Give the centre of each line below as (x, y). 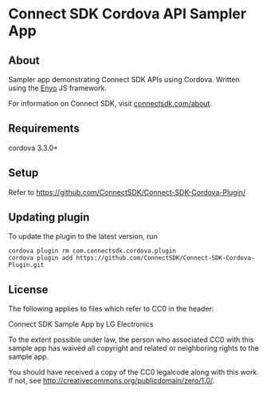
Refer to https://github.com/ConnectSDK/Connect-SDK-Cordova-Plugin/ (127, 192)
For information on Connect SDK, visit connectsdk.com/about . (110, 103)
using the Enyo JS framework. (58, 88)
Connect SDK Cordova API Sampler (128, 14)
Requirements (44, 129)
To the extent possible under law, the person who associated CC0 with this (131, 339)
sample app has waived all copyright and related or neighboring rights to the (133, 348)
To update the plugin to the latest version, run (83, 236)
